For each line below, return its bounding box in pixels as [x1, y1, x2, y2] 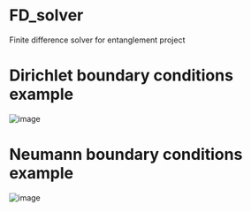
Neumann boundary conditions [9, 145, 243, 164]
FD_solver [9, 5, 84, 26]
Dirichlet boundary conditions [9, 65, 234, 86]
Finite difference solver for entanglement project [9, 34, 186, 45]
